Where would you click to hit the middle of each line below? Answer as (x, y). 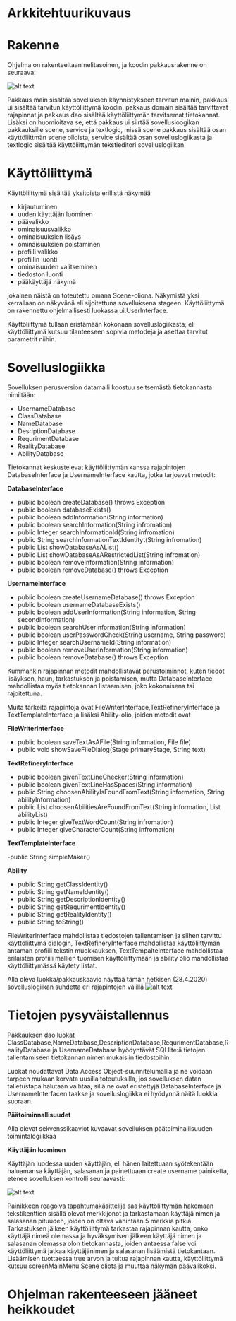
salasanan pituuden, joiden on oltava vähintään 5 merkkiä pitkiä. (100, 1221)
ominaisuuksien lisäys (49, 237)
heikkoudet (41, 1310)
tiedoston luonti (40, 274)
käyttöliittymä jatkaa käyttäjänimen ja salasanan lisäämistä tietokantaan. (111, 1251)
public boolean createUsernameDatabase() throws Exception (106, 597)
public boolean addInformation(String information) (90, 517)
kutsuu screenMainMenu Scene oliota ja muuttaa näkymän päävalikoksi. (112, 1266)
